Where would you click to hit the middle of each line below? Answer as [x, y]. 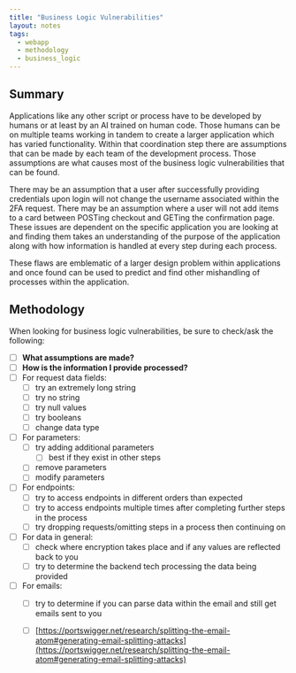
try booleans [58, 418]
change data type [67, 428]
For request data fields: [65, 377]
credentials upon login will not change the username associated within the [144, 198]
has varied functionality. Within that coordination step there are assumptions [148, 143]
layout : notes [35, 26]
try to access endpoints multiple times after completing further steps [160, 507]
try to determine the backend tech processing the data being [146, 566]
